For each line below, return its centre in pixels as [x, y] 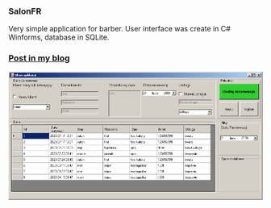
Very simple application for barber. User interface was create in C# [120, 29]
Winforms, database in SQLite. [59, 37]
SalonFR [25, 11]
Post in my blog [39, 58]
